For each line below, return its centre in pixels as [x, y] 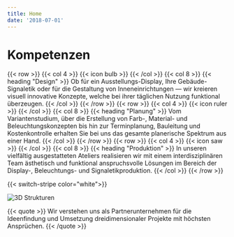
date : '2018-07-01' [36, 20]
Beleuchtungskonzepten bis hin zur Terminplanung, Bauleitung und [104, 126]
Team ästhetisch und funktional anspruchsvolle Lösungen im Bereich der [112, 163]
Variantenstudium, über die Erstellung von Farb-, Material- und [97, 119]
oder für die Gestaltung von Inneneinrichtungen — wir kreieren [127, 89]
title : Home [24, 14]
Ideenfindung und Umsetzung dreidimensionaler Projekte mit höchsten [109, 219]
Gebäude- [192, 82]
